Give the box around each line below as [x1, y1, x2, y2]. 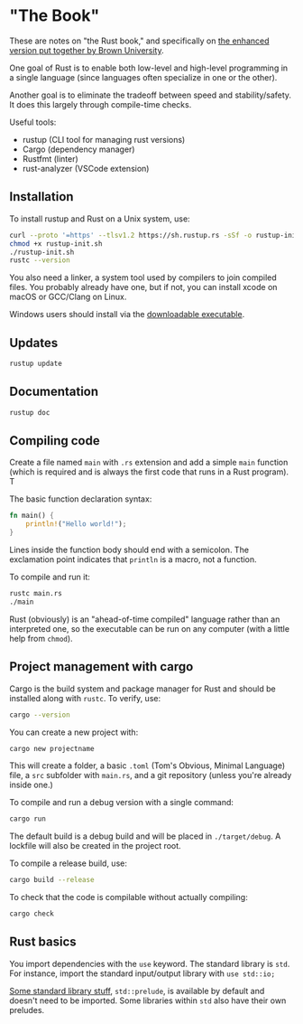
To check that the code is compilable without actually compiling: [9, 892, 248, 903]
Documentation [9, 384, 99, 399]
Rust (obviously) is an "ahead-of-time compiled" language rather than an [9, 614, 280, 625]
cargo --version [9, 710, 70, 719]
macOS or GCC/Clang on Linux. [9, 291, 127, 303]
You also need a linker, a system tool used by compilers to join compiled [9, 272, 277, 283]
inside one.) [9, 779, 54, 791]
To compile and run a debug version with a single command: [9, 797, 234, 808]
